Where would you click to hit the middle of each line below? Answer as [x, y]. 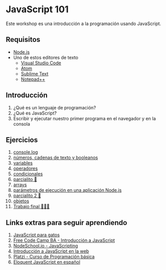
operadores [25, 168]
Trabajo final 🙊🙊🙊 [31, 207]
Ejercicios [22, 140]
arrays [20, 185]
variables [23, 163]
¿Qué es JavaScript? [35, 113]
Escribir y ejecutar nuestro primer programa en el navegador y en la [85, 118]
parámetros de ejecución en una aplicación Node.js [67, 190]
